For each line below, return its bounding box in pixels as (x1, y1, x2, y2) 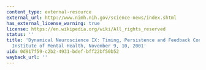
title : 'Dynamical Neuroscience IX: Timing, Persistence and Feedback (6, 37, 191, 43)
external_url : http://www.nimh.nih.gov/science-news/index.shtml (6, 15, 177, 21)
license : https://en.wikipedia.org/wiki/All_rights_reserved (6, 26, 166, 32)
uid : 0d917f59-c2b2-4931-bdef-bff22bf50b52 (6, 49, 120, 55)
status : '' (6, 32, 34, 38)
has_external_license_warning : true (6, 20, 100, 26)
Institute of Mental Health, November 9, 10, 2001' (12, 43, 147, 49)
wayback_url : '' (6, 54, 48, 60)
